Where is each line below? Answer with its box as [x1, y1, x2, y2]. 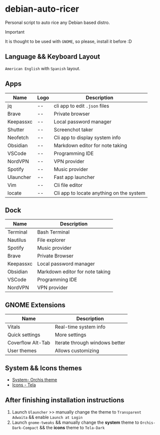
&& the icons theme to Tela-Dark [39, 424, 105, 430]
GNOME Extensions [5, 301, 65, 309]
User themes [7, 347, 37, 354]
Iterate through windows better [55, 339, 126, 346]
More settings [55, 332, 86, 338]
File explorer [37, 237, 66, 243]
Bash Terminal [37, 229, 70, 236]
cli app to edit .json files [53, 102, 110, 109]
